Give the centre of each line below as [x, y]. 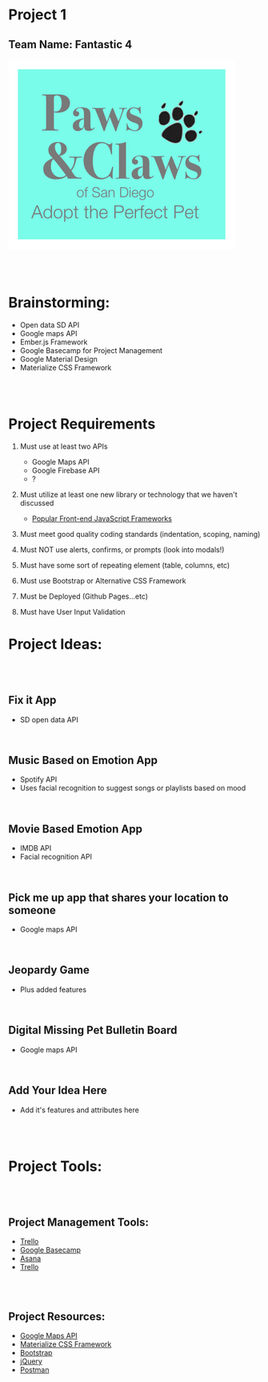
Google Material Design [59, 359]
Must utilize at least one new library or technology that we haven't [128, 494]
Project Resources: [57, 1317]
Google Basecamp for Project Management [91, 350]
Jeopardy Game [49, 970]
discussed [37, 502]
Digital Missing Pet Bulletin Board [93, 1030]
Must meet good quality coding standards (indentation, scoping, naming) [140, 534]
